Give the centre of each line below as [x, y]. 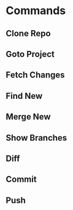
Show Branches [36, 138]
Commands [36, 11]
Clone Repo [28, 33]
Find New [24, 96]
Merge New [28, 117]
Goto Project [30, 54]
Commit [21, 180]
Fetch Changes [35, 75]
